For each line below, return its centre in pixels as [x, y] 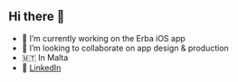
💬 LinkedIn [41, 68]
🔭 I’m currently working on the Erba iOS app [104, 38]
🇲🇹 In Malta [45, 57]
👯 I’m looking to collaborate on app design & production [125, 48]
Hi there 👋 [37, 17]
